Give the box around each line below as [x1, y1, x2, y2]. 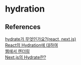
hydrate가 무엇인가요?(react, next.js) [5, 36, 76, 42]
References [5, 23, 41, 31]
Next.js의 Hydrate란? [5, 54, 46, 60]
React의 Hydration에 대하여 [5, 42, 58, 48]
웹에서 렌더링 [5, 49, 30, 54]
